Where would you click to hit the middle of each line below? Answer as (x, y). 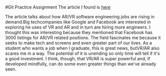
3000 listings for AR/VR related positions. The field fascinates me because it (83, 38)
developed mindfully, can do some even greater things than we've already (81, 64)
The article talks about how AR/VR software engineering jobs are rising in (80, 17)
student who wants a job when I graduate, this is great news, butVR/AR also (83, 48)
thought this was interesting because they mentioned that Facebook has (79, 32)
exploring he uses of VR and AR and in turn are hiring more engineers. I (78, 27)
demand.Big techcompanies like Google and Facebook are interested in (78, 22)
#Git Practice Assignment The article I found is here (58, 7)
